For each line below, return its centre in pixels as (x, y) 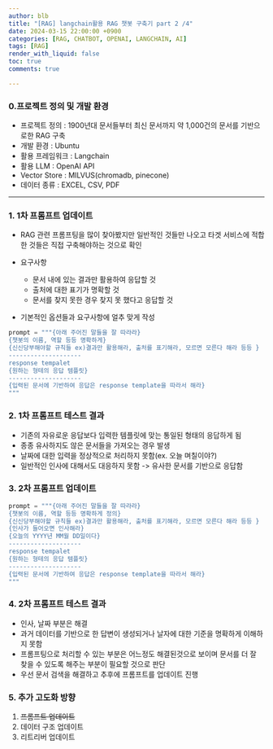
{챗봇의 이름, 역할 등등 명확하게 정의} (65, 514)
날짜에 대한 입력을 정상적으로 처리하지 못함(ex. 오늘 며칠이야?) (119, 455)
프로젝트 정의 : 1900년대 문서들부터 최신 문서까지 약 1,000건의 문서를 (130, 125)
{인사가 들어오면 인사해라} (46, 529)
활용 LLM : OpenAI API (57, 166)
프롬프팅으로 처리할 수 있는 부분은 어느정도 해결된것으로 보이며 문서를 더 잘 (139, 654)
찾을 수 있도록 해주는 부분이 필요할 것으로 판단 (93, 664)
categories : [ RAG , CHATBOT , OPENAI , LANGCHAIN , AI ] (97, 39)
